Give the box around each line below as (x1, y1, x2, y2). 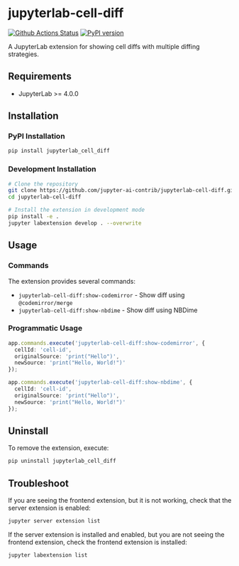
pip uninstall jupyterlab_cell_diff (8, 457, 116, 465)
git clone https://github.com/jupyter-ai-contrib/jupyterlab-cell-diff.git (8, 187, 237, 194)
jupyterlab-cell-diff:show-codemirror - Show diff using (18, 290, 185, 299)
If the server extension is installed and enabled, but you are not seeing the (8, 530, 225, 538)
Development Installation (8, 164, 96, 174)
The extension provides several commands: (8, 277, 136, 285)
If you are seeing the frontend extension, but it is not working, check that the (8, 496, 232, 505)
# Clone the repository (8, 180, 79, 188)
